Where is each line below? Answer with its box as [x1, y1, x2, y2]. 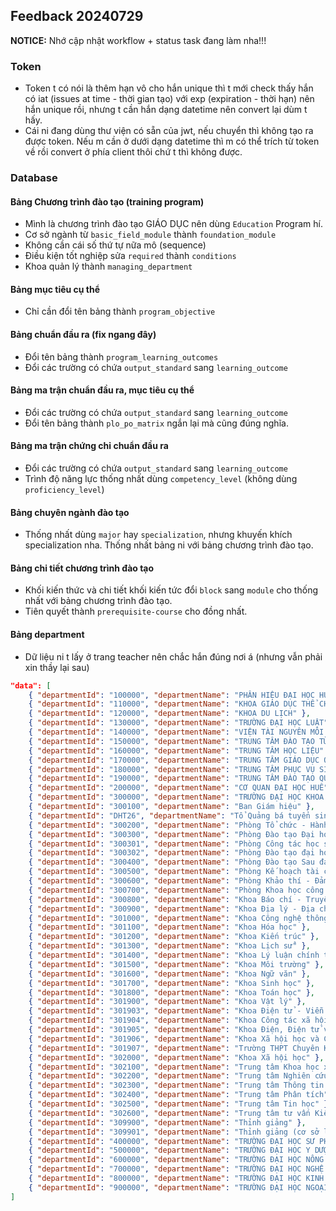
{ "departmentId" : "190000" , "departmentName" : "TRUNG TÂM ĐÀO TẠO [28, 774, 315, 784]
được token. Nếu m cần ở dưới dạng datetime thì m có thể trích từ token [24, 135, 320, 148]
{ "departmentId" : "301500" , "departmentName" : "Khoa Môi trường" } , [28, 959, 325, 969]
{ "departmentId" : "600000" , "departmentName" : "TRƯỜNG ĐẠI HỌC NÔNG [28, 1155, 325, 1165]
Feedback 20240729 [10, 8, 144, 25]
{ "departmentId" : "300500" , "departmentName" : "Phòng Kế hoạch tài [28, 867, 320, 877]
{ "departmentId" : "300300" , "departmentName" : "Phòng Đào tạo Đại [28, 829, 315, 839]
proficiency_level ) [24, 484, 105, 496]
